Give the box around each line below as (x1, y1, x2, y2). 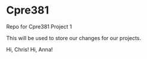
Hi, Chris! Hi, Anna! (6, 45, 53, 53)
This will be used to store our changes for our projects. (6, 34, 142, 41)
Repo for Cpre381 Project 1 (6, 23, 72, 30)
